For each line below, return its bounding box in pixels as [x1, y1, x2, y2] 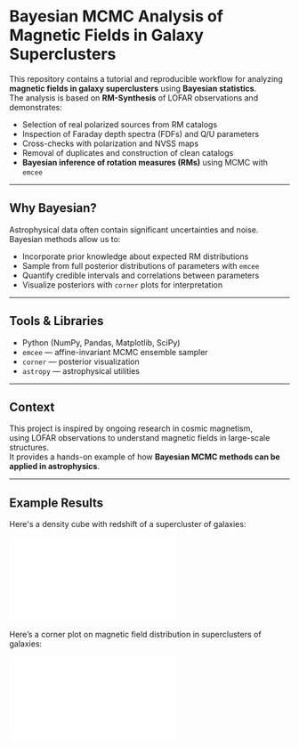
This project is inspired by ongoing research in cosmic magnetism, [9, 423, 254, 434]
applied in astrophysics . [9, 461, 101, 472]
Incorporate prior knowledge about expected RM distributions [21, 251, 249, 262]
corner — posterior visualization [21, 356, 140, 367]
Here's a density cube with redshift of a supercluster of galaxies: [9, 519, 246, 530]
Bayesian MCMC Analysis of [9, 6, 224, 27]
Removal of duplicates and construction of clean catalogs [21, 147, 234, 158]
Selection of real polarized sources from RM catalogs [21, 118, 218, 130]
